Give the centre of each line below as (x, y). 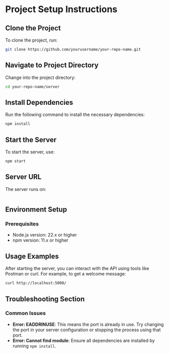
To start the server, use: (30, 152)
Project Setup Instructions (61, 9)
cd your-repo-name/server (32, 87)
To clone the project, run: (32, 40)
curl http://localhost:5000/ (36, 283)
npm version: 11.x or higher (40, 240)
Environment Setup (36, 209)
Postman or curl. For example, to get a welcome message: (66, 274)
